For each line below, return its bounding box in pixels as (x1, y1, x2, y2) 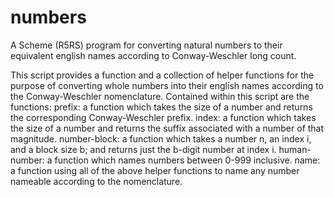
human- (278, 143, 312, 155)
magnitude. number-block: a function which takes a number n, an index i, (10, 132, 312, 145)
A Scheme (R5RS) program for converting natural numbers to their (10, 39, 283, 51)
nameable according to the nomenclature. (10, 175, 183, 187)
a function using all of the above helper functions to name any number (10, 164, 300, 176)
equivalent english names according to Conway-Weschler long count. (10, 49, 297, 61)
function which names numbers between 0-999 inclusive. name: (54, 154, 321, 166)
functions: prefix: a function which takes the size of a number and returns (10, 101, 313, 113)
